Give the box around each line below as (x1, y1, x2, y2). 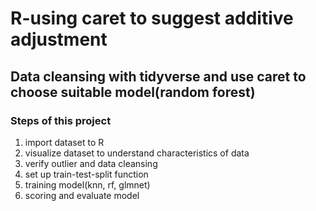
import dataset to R (24, 136, 105, 148)
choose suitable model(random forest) (10, 83, 256, 101)
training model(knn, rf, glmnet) (24, 178, 151, 191)
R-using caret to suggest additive (10, 7, 294, 30)
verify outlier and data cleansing (24, 157, 158, 169)
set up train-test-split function (24, 168, 149, 180)
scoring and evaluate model (24, 189, 140, 201)
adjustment (10, 28, 108, 51)
